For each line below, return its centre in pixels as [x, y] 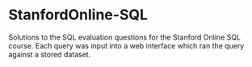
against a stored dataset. [50, 54]
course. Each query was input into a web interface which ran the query [126, 45]
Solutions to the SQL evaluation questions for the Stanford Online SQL [124, 37]
